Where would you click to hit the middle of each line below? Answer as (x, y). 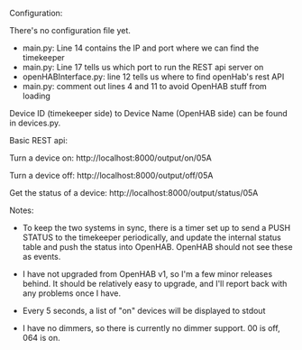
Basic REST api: (38, 140)
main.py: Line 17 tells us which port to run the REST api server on (143, 67)
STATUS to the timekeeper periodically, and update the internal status (151, 237)
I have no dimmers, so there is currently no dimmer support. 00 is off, (151, 328)
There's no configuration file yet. (70, 30)
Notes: (22, 210)
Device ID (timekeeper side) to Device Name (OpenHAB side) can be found (149, 113)
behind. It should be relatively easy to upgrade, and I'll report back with (155, 284)
